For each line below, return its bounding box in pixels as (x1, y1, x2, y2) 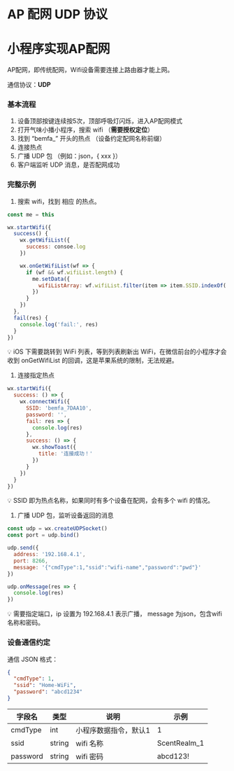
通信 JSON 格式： (7, 655, 59, 663)
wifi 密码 (75, 751, 103, 761)
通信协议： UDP (7, 81, 51, 89)
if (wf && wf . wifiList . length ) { (25, 269, 124, 276)
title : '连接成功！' (38, 450, 93, 457)
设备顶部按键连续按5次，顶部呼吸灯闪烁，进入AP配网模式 (17, 117, 183, 125)
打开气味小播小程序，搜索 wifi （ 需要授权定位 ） (17, 125, 154, 134)
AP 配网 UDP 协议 (7, 6, 108, 22)
